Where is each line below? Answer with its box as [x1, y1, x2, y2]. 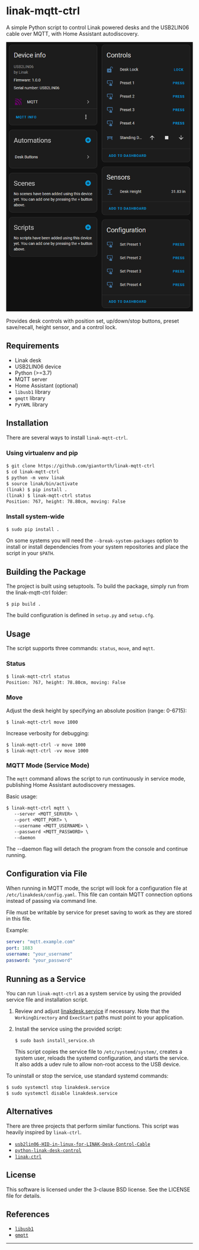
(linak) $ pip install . [6, 487, 68, 493]
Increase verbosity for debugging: [6, 729, 89, 736]
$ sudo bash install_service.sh [14, 1037, 95, 1044]
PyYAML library [14, 401, 49, 408]
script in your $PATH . [6, 550, 55, 557]
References [6, 1209, 50, 1219]
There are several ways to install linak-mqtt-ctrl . [6, 434, 128, 441]
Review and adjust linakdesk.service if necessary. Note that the [14, 1007, 170, 1015]
